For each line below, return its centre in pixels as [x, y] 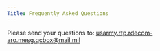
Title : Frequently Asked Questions [58, 13]
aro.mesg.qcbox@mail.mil [44, 40]
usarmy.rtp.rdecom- [124, 33]
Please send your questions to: [51, 33]
